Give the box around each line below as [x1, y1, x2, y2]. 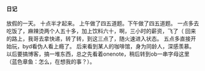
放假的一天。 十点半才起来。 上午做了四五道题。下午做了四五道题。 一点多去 [6, 20, 199, 27]
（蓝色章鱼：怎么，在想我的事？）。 [6, 58, 95, 65]
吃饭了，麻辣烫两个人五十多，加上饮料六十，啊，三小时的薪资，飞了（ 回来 [6, 28, 196, 35]
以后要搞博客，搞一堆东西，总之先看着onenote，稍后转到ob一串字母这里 [6, 50, 190, 58]
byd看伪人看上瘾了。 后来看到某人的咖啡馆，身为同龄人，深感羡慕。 [22, 43, 195, 50]
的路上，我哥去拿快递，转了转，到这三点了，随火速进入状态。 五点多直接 [6, 35, 191, 42]
